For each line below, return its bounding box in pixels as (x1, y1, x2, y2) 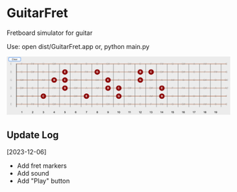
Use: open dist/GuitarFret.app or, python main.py (6, 42, 150, 50)
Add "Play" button (16, 176, 70, 186)
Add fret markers (16, 161, 67, 170)
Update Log (6, 129, 60, 141)
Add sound (16, 169, 50, 178)
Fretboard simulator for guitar (6, 28, 93, 37)
